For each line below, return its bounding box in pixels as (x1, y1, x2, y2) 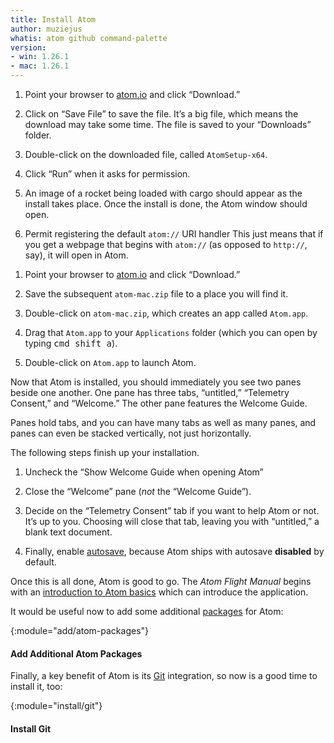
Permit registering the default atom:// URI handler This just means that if (24, 228, 324, 240)
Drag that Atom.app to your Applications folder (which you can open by (24, 327, 318, 338)
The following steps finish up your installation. (10, 447, 200, 458)
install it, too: (10, 681, 63, 693)
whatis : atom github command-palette (10, 33, 168, 43)
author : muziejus (10, 24, 83, 34)
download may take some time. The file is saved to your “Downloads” (24, 119, 312, 130)
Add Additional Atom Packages (10, 647, 143, 660)
